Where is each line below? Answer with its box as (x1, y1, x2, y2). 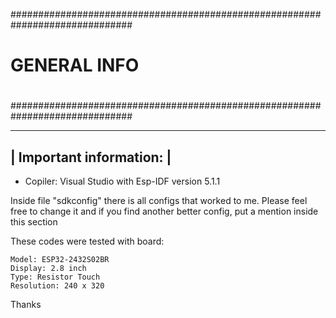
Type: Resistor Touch (10, 272, 101, 283)
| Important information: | (10, 149, 172, 166)
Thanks (10, 299, 42, 311)
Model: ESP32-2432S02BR (10, 255, 110, 265)
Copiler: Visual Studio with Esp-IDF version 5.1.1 (24, 175, 221, 188)
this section (10, 216, 58, 228)
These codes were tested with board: (10, 235, 165, 248)
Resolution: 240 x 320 (10, 281, 105, 291)
